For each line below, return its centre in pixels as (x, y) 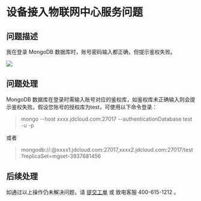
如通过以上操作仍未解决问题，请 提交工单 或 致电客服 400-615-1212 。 (93, 192)
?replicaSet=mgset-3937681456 (61, 156)
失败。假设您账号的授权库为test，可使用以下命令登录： (90, 107)
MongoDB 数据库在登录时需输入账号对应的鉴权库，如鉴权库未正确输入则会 (98, 99)
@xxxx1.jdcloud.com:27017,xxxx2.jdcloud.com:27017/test (122, 149)
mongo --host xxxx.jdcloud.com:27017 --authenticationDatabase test (106, 119)
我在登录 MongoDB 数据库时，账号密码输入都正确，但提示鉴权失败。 (91, 52)
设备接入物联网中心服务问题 (75, 12)
